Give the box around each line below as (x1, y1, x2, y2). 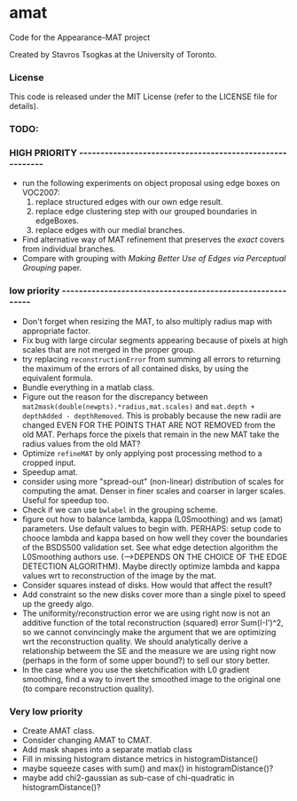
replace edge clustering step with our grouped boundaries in (35, 206, 257, 217)
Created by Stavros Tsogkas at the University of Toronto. (9, 49, 217, 59)
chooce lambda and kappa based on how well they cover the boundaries (21, 533, 288, 543)
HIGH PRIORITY (9, 147, 78, 159)
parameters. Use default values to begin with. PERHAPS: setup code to (21, 523, 282, 533)
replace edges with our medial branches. (35, 225, 185, 236)
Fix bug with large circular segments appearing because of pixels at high (21, 335, 288, 346)
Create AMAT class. (21, 726, 95, 736)
